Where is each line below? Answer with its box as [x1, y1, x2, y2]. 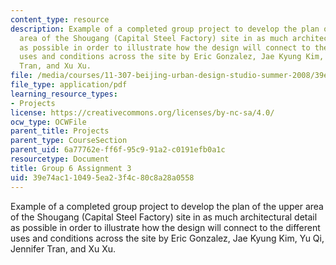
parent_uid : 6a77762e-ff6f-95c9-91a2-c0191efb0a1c [10, 145, 226, 155]
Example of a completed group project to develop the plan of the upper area [10, 200, 324, 212]
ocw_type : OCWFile [10, 117, 87, 127]
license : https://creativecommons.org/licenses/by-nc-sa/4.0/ [10, 107, 275, 118]
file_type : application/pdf [10, 80, 128, 90]
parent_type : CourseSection [10, 136, 128, 146]
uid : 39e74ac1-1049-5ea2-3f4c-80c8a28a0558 [10, 172, 195, 183]
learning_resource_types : [10, 89, 118, 99]
